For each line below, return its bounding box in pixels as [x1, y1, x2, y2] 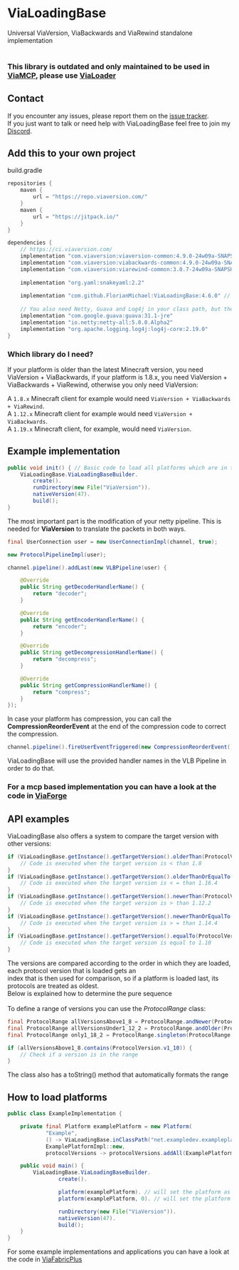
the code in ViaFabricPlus [7, 1255, 83, 1264]
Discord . [7, 126, 32, 135]
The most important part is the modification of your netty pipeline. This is [7, 517, 222, 525]
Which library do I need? [7, 349, 94, 359]
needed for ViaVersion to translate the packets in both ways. [7, 524, 186, 533]
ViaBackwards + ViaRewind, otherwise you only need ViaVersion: [7, 380, 198, 389]
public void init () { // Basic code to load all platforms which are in [7, 464, 228, 472]
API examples [7, 813, 70, 825]
